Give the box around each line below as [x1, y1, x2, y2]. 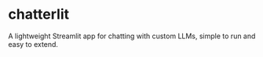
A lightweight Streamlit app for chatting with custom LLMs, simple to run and [8, 31, 256, 41]
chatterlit [8, 5, 70, 23]
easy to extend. [8, 39, 59, 48]
